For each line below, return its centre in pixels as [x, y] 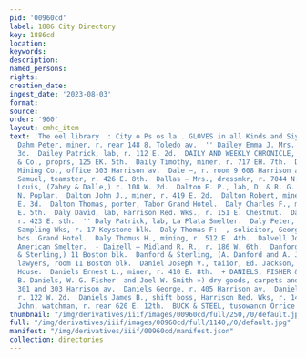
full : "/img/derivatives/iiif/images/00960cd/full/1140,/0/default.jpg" [150, 323]
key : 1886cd [32, 35]
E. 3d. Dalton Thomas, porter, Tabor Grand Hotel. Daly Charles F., [154, 205]
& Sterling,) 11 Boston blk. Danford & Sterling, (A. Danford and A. [154, 255]
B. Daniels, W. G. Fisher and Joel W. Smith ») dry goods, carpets [150, 281]
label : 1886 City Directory [63, 26]
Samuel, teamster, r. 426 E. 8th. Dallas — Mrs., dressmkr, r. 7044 [152, 179]
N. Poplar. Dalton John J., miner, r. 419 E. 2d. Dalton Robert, [148, 196]
